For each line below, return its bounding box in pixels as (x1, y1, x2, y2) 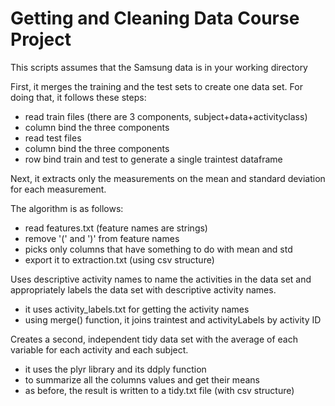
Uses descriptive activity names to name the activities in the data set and (10, 273, 312, 285)
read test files (24, 132, 82, 144)
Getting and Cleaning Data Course (10, 7, 300, 30)
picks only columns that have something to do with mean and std (24, 243, 293, 255)
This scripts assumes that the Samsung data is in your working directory (10, 61, 308, 73)
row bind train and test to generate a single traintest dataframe (24, 153, 283, 165)
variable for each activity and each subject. (10, 343, 189, 356)
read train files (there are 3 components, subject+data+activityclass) (24, 110, 308, 122)
